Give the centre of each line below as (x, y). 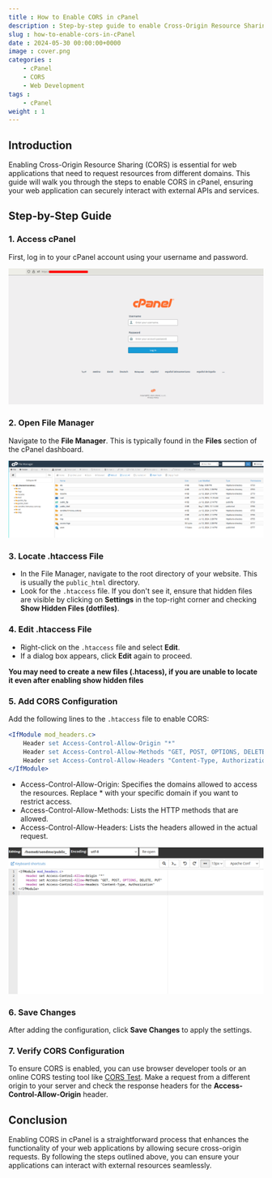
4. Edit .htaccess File (50, 629)
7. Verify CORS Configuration (67, 1051)
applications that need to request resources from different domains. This (130, 174)
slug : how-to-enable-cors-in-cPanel (72, 34)
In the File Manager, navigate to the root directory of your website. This (138, 574)
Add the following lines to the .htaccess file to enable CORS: (109, 718)
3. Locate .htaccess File (56, 556)
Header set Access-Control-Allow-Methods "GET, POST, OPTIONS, (132, 752)
